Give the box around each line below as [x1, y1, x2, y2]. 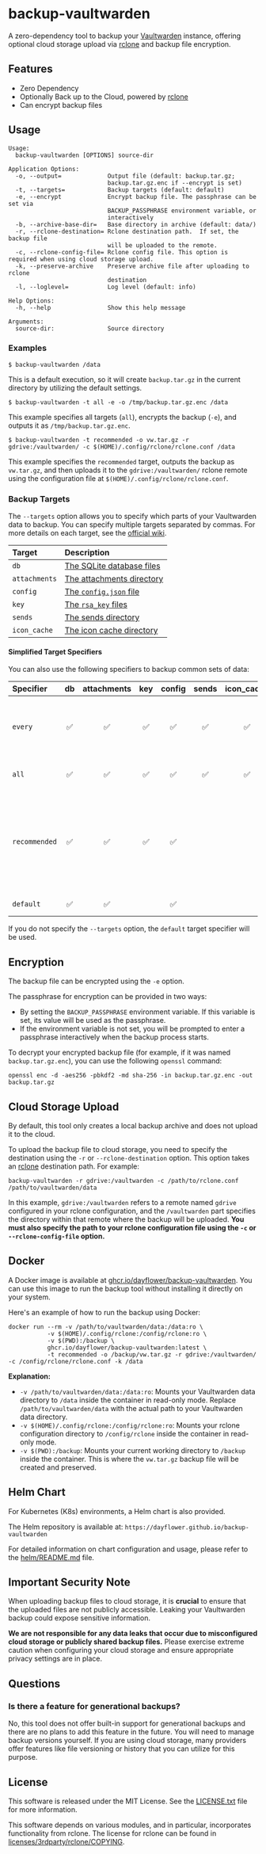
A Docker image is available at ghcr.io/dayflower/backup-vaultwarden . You [8, 1275, 253, 1284]
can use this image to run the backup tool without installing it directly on [8, 1284, 243, 1293]
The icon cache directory [64, 625, 158, 636]
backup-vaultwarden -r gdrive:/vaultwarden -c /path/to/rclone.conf [8, 1177, 239, 1184]
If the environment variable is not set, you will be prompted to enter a [19, 1024, 245, 1034]
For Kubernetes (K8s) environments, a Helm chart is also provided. [8, 1506, 226, 1516]
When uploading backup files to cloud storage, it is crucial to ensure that [8, 1596, 247, 1606]
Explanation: [8, 1371, 51, 1381]
